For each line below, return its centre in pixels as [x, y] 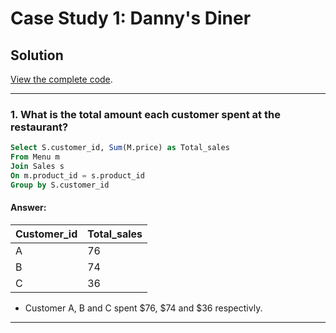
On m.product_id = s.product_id [77, 175]
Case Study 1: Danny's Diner [131, 18]
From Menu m [35, 157]
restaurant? [39, 127]
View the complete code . [61, 79]
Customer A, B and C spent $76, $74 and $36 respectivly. [143, 308]
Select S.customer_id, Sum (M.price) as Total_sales [120, 148]
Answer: [28, 208]
